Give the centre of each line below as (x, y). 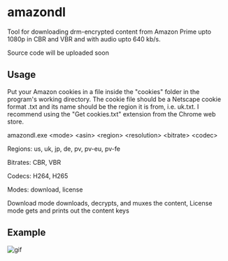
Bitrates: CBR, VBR (34, 162)
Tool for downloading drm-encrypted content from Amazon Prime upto (109, 32)
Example (27, 233)
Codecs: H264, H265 (38, 175)
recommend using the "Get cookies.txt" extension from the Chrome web (112, 114)
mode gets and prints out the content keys (68, 210)
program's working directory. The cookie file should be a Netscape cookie (114, 99)
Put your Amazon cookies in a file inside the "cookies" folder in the (104, 91)
